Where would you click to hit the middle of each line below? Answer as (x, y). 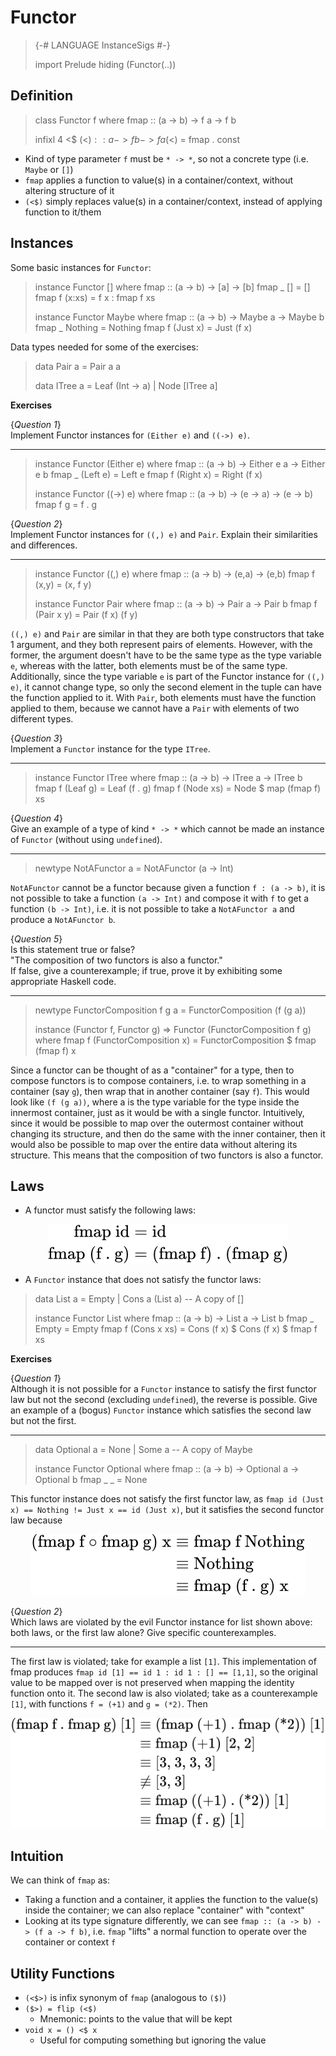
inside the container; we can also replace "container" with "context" (164, 1910)
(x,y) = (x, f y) (63, 584)
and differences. (44, 545)
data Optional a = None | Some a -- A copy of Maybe (143, 1450)
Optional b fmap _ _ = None (91, 1480)
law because (36, 1520)
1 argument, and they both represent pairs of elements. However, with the (161, 644)
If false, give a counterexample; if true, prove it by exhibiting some (146, 970)
